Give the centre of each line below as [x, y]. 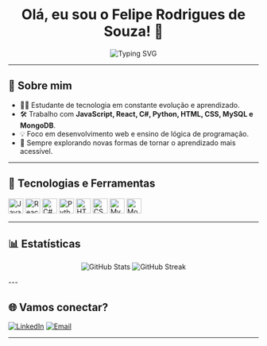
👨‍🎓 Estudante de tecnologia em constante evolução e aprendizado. [130, 105]
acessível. [36, 151]
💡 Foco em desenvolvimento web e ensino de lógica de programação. [134, 133]
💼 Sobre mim [41, 86]
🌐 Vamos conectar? [58, 307]
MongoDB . [37, 125]
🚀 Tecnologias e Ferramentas [82, 184]
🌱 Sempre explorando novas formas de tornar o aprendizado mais [128, 142]
